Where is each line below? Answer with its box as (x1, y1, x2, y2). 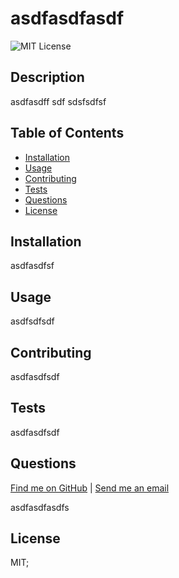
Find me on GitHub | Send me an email (10, 482, 170, 494)
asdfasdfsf (10, 260, 55, 272)
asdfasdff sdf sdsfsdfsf (10, 95, 107, 107)
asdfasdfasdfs (10, 501, 70, 513)
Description (10, 69, 85, 86)
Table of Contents (10, 125, 125, 142)
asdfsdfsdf (10, 315, 55, 327)
